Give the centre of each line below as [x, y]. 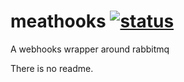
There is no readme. [52, 68]
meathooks [58, 21]
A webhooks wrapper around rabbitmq [90, 49]
